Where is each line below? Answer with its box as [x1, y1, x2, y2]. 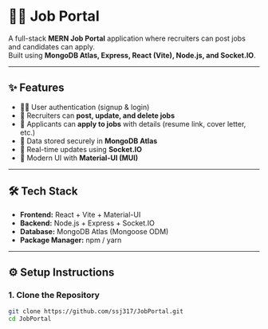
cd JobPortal [8, 315, 52, 323]
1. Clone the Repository [8, 289, 100, 300]
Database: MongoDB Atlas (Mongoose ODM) [19, 226, 169, 236]
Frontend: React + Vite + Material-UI [19, 210, 141, 219]
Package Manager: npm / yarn [19, 235, 122, 245]
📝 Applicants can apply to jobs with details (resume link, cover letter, [19, 119, 246, 128]
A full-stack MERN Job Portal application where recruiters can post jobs [8, 33, 246, 43]
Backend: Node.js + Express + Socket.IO [19, 218, 156, 228]
